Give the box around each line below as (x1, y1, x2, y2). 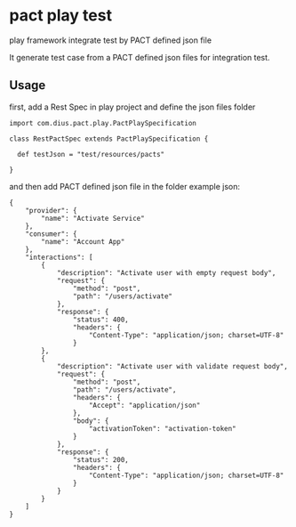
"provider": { (25, 206, 77, 215)
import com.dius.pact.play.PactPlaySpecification (9, 118, 197, 127)
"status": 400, (72, 315, 129, 324)
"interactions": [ (25, 253, 93, 262)
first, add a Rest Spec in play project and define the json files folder (9, 101, 256, 112)
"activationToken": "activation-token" (88, 424, 237, 433)
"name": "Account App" (41, 237, 125, 246)
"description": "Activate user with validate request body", (56, 361, 289, 370)
